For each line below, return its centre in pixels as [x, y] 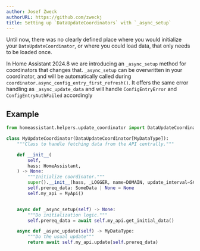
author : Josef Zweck [32, 12]
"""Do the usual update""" [61, 237]
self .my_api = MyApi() [56, 193]
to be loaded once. [29, 52]
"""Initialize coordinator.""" [66, 177]
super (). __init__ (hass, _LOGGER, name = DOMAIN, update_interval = [109, 183]
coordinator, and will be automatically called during [69, 76]
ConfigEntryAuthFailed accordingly [49, 95]
